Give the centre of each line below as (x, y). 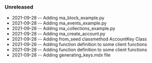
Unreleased (19, 7)
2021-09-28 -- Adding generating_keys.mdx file (61, 55)
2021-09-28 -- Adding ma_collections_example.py (64, 28)
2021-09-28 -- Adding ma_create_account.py (59, 34)
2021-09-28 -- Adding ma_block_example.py (58, 18)
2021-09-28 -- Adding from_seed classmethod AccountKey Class (79, 39)
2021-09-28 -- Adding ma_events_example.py (59, 23)
